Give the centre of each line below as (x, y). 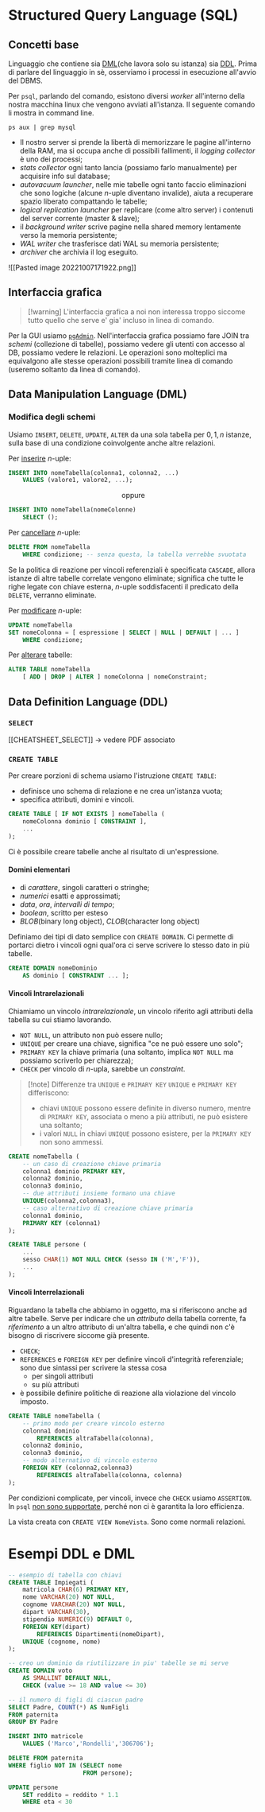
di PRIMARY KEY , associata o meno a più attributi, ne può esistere (144, 1116)
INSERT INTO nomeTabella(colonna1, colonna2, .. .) (94, 472)
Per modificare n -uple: (45, 610)
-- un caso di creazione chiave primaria (92, 1164)
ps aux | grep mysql (42, 127)
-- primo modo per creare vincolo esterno (94, 1423)
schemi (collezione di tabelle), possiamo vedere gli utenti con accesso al (127, 344)
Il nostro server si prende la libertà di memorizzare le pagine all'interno (135, 142)
